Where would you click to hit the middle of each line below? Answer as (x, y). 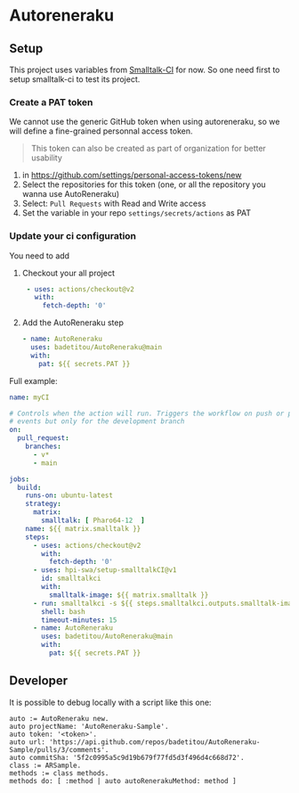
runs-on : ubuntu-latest (69, 495)
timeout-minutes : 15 (79, 620)
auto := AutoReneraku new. (59, 718)
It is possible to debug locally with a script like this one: (110, 702)
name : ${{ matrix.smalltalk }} (83, 528)
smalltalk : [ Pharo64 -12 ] (93, 521)
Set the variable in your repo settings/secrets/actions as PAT (137, 213)
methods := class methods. (59, 773)
